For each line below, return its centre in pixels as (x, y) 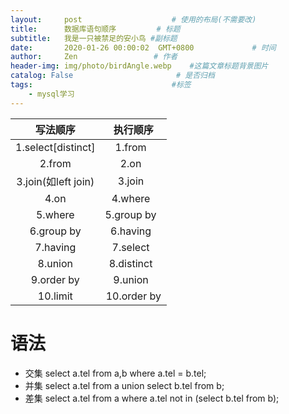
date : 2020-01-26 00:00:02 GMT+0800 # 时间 (143, 47)
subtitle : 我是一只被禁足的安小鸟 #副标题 (94, 38)
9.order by (55, 279)
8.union (55, 263)
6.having (131, 231)
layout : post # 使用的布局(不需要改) (133, 19)
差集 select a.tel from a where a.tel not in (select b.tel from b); (152, 398)
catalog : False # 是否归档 (112, 76)
